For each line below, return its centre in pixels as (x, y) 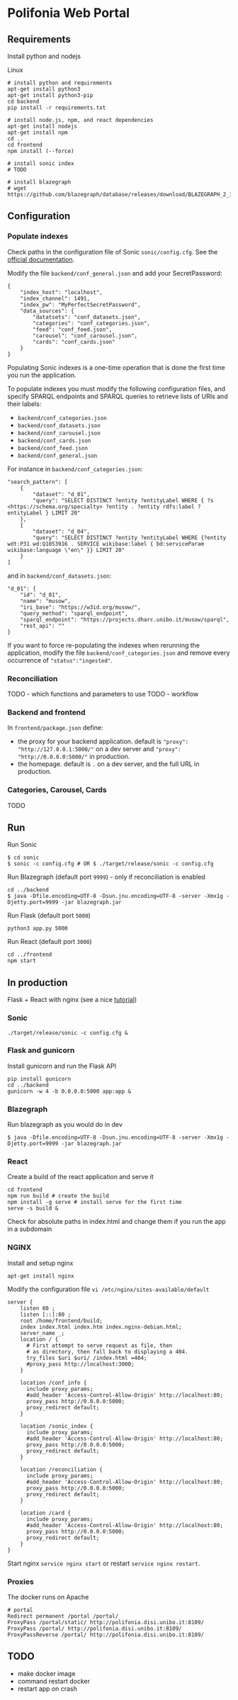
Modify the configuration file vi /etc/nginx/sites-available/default (108, 1289)
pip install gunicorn (39, 1079)
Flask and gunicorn (41, 1050)
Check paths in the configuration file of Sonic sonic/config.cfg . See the (113, 252)
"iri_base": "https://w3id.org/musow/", (80, 607)
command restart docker (54, 1681)
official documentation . (41, 259)
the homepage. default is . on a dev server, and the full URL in (108, 764)
